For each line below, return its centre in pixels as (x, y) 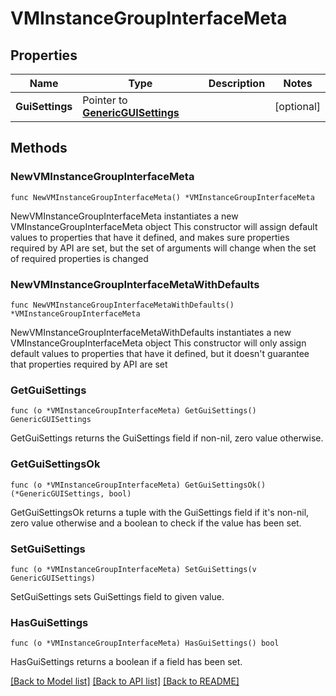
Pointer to (105, 100)
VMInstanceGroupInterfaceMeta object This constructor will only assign (158, 343)
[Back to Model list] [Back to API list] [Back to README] (125, 681)
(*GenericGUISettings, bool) (71, 493)
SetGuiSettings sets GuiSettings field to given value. (117, 596)
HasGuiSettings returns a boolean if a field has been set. (126, 662)
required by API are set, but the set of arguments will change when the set (163, 248)
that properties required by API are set (89, 364)
